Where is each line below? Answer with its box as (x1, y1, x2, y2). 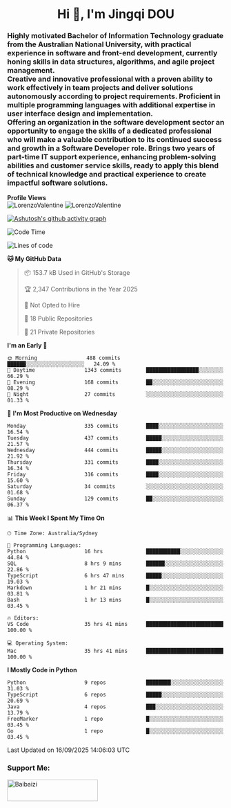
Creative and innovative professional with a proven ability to (7, 74, 213, 84)
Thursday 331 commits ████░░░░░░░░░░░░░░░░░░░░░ (7, 459, 224, 466)
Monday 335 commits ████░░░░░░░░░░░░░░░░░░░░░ (7, 422, 224, 430)
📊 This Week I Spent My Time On (7, 514, 105, 522)
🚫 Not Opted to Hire (23, 301, 81, 309)
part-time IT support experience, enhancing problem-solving (7, 152, 217, 162)
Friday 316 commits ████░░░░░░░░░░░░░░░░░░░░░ (7, 471, 224, 478)
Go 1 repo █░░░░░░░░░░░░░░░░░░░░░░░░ (7, 728, 224, 735)
